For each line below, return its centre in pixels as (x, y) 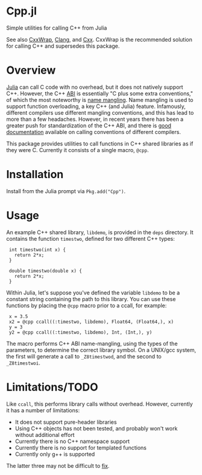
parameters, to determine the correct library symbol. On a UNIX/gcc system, (101, 350)
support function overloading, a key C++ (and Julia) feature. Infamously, (96, 106)
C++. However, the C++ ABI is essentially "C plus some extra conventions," (99, 93)
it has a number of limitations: (43, 410)
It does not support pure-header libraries (66, 422)
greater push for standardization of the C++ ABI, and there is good (89, 126)
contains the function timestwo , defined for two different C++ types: (90, 238)
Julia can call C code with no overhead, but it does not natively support (95, 87)
